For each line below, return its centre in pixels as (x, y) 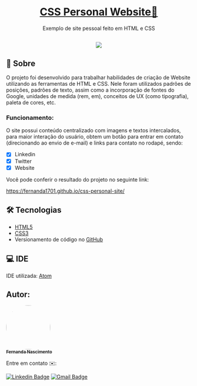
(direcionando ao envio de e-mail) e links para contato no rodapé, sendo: (95, 143)
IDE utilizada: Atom (29, 276)
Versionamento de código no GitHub (59, 240)
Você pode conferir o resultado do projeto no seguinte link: (78, 179)
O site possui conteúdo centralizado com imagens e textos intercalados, (94, 130)
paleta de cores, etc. (31, 103)
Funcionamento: (30, 118)
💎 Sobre (21, 63)
